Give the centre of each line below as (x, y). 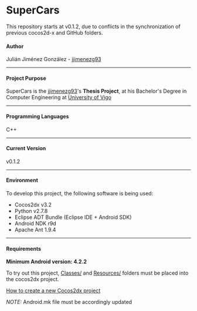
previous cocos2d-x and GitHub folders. (55, 32)
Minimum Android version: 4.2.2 (46, 262)
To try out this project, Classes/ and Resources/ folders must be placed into (97, 273)
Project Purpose (26, 78)
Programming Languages (38, 116)
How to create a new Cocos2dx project (53, 290)
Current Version (26, 148)
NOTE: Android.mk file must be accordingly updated (69, 302)
